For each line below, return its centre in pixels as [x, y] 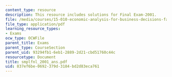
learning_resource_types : [33, 29]
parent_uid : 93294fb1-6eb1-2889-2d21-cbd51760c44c [60, 52]
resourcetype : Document [31, 57]
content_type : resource [31, 10]
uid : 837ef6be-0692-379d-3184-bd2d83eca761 [52, 66]
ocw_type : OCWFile [25, 38]
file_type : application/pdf [35, 24]
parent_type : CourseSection [35, 48]
